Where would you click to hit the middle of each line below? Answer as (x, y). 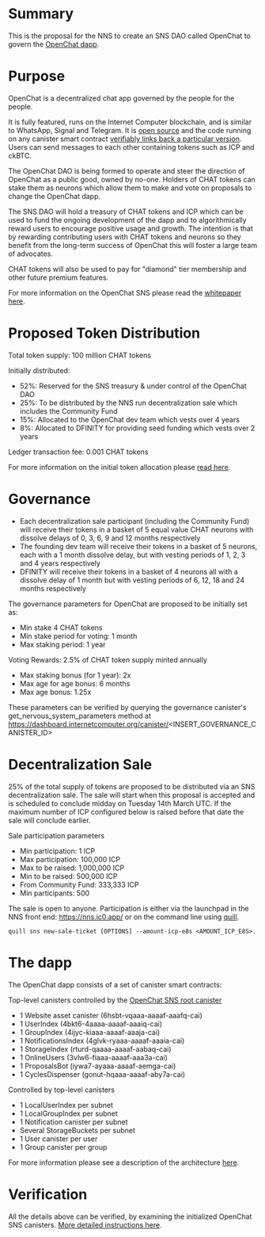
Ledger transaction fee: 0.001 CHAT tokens (78, 452)
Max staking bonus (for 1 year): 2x (75, 675)
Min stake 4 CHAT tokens (61, 628)
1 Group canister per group (63, 1147)
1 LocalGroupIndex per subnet (69, 1113)
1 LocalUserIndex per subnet (66, 1105)
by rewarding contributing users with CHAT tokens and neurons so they (125, 237)
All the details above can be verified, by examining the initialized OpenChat (130, 1216)
